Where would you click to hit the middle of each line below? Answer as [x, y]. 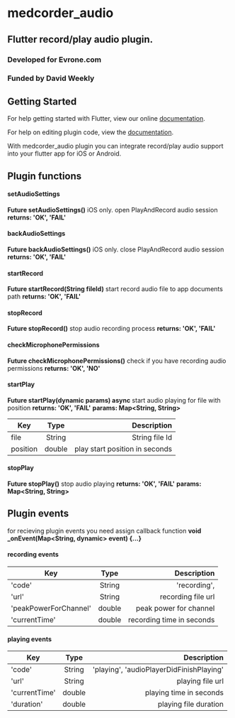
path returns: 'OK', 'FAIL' [44, 297]
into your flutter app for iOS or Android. [64, 153]
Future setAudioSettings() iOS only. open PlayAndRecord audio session [113, 210]
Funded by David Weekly [51, 78]
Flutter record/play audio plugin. [80, 39]
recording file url [187, 597]
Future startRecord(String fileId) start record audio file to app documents [115, 289]
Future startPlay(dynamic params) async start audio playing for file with [114, 400]
